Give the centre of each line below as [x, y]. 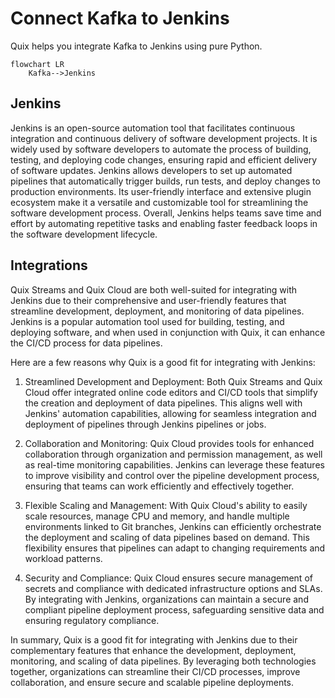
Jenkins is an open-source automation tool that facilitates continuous [153, 128]
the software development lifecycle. [84, 234]
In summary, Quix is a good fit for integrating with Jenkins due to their [154, 639]
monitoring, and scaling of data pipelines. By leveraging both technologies [163, 661]
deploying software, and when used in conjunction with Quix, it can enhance [168, 332]
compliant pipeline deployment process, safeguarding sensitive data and [174, 609]
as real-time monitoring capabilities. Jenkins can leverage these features [174, 464]
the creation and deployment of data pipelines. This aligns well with [163, 403]
